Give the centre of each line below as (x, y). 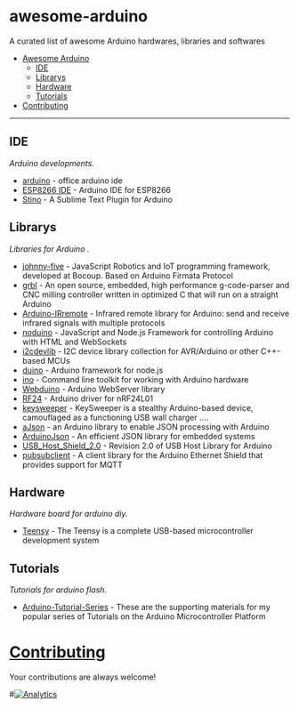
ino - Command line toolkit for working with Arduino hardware (135, 379)
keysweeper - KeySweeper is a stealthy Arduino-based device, (137, 407)
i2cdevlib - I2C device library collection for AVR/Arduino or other (141, 351)
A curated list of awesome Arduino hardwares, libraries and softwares (137, 41)
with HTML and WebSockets (74, 342)
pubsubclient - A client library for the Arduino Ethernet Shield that (142, 455)
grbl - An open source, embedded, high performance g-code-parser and (156, 285)
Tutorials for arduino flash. (58, 590)
